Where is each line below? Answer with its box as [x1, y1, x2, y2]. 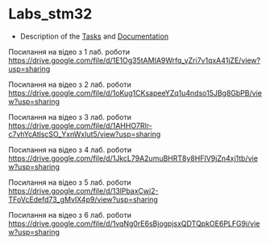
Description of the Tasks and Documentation [19, 31, 169, 41]
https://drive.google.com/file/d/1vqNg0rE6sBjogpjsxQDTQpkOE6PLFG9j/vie [8, 218, 260, 228]
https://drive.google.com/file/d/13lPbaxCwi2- [8, 186, 159, 195]
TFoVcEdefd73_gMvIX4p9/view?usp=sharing [8, 194, 159, 204]
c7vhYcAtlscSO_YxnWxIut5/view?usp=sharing [8, 129, 161, 139]
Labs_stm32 [8, 5, 93, 23]
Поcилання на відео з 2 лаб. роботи [8, 80, 131, 89]
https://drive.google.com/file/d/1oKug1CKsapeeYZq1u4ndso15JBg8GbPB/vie [8, 88, 262, 97]
